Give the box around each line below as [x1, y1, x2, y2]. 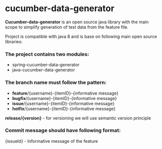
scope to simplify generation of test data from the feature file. [5, 24, 129, 30]
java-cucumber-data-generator [12, 67, 75, 73]
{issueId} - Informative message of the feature [5, 138, 98, 144]
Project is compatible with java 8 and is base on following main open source [5, 33, 157, 39]
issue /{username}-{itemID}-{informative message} [12, 100, 115, 106]
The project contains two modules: [5, 50, 90, 57]
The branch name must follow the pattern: [5, 79, 107, 86]
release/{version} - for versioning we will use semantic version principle [5, 115, 151, 121]
